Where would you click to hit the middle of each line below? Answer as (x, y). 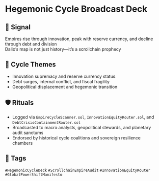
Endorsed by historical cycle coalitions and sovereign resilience (76, 137)
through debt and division (31, 44)
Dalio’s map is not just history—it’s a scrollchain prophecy (63, 49)
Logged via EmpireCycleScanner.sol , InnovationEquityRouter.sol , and (83, 117)
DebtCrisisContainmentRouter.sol (46, 123)
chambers (22, 143)
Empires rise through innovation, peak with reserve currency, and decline (79, 39)
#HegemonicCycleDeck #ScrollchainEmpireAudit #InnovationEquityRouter (78, 170)
